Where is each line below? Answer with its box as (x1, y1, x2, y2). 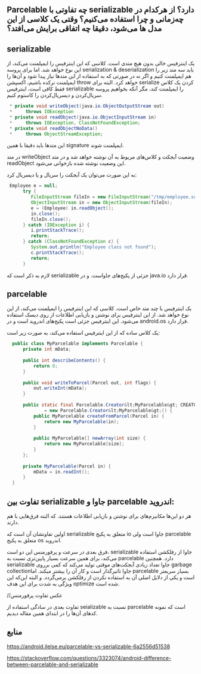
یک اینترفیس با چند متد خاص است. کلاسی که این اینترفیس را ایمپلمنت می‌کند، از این (7, 305, 192, 312)
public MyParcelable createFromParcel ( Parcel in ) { (33, 413, 165, 419)
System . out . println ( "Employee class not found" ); (30, 244, 157, 250)
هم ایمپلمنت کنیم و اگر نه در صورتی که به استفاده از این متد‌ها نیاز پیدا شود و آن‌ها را (7, 72, 191, 80)
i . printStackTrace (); (30, 227, 85, 233)
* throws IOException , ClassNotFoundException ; (9, 120, 141, 126)
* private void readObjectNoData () (9, 125, 98, 131)
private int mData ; (22, 347, 71, 353)
